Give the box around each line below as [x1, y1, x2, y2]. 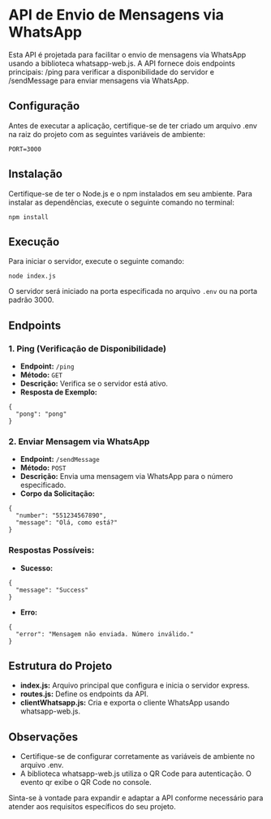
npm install [8, 213, 49, 221]
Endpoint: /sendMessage [19, 455, 100, 464]
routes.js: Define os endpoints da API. [19, 689, 148, 699]
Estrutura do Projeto [8, 659, 113, 673]
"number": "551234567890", [15, 511, 107, 520]
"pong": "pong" [15, 410, 67, 419]
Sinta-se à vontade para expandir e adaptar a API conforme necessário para [8, 793, 264, 803]
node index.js [8, 272, 57, 281]
